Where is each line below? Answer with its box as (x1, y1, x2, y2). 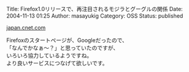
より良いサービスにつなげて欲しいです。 (6, 60, 108, 67)
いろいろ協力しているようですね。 (6, 52, 93, 59)
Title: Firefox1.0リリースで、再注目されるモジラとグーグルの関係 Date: (6, 5, 183, 12)
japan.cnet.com (6, 24, 46, 31)
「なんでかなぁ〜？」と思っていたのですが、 (6, 45, 119, 51)
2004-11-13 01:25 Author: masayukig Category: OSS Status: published (6, 12, 183, 20)
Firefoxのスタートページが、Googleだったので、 (6, 37, 128, 44)
